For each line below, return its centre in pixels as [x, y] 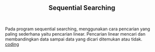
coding [12, 44]
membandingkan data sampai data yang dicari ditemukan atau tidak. [74, 39]
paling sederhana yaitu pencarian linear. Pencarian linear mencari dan [75, 34]
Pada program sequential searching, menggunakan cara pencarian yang [77, 29]
